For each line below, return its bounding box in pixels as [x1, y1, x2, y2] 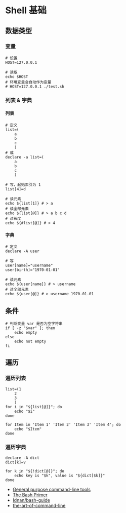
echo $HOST [5, 74, 28, 79]
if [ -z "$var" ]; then [5, 326, 56, 331]
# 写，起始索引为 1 [5, 182, 41, 187]
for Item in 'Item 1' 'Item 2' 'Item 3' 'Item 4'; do [5, 422, 121, 427]
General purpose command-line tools [12, 487, 91, 492]
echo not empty [14, 339, 47, 344]
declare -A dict [5, 455, 39, 460]
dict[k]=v [5, 460, 26, 465]
